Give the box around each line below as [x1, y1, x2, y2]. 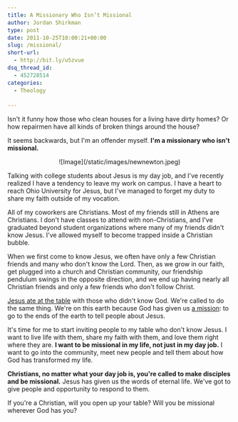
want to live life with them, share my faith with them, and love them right [7, 333, 219, 342]
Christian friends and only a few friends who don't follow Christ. [7, 283, 195, 291]
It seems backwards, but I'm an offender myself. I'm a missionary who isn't [7, 136, 230, 145]
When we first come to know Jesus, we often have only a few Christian [7, 252, 216, 261]
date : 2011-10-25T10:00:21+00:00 [7, 34, 107, 41]
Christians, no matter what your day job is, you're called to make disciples [7, 370, 231, 378]
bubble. [7, 238, 30, 247]
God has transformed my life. [7, 356, 93, 364]
